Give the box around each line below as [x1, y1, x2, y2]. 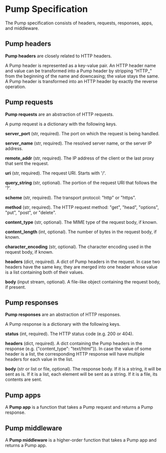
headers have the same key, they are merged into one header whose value [5, 264, 158, 270]
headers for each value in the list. [5, 357, 73, 362]
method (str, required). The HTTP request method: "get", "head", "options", [5, 204, 159, 210]
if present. [5, 284, 26, 290]
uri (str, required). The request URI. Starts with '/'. [5, 170, 107, 176]
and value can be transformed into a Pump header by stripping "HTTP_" [5, 68, 152, 74]
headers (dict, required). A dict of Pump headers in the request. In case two [5, 259, 160, 265]
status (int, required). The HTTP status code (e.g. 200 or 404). [5, 331, 134, 337]
